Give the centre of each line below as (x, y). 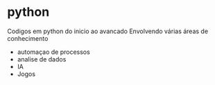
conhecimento (28, 38)
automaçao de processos (53, 52)
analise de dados (42, 59)
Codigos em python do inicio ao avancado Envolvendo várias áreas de (108, 31)
